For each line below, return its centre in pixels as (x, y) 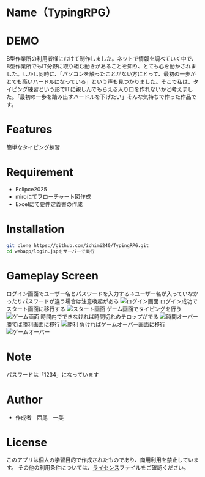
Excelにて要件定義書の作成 (49, 204)
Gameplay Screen (53, 275)
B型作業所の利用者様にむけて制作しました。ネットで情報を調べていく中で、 (102, 59)
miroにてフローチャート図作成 (53, 197)
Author (24, 400)
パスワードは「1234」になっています (53, 374)
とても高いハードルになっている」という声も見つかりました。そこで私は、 (100, 82)
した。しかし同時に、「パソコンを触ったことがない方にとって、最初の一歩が (101, 74)
